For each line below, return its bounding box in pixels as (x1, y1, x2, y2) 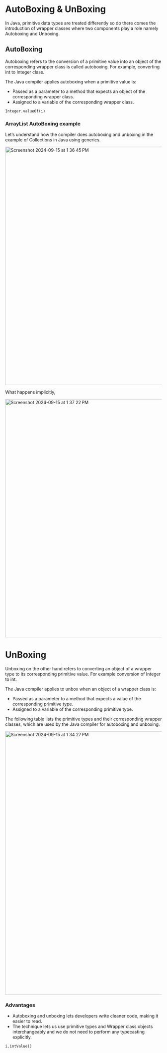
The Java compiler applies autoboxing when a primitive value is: (5, 78, 137, 84)
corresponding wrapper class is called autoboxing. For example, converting (5, 63, 160, 69)
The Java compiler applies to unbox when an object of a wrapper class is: (5, 686, 157, 692)
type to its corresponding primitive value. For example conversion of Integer (5, 671, 161, 677)
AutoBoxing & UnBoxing (5, 3, 106, 15)
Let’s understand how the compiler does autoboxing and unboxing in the (5, 131, 154, 138)
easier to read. (12, 1018, 42, 1025)
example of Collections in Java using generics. (5, 137, 101, 143)
